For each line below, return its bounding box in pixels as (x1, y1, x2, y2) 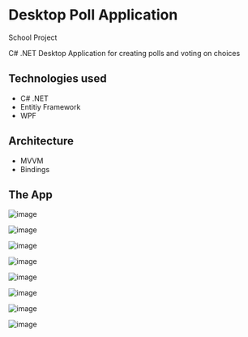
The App (8, 188, 53, 201)
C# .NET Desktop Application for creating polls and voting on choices (8, 48, 241, 58)
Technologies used (8, 71, 107, 86)
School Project (8, 32, 58, 42)
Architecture (8, 134, 75, 148)
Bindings (19, 164, 50, 174)
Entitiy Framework (19, 102, 81, 111)
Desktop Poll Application (8, 6, 178, 24)
